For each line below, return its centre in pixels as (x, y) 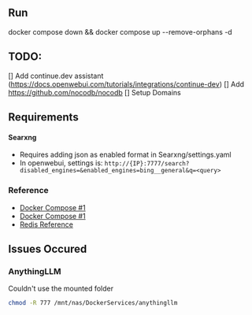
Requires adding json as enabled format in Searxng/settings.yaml (125, 155)
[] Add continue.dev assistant (56, 76)
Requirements (43, 117)
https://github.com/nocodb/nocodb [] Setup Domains (94, 92)
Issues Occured (48, 248)
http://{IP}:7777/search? (147, 164)
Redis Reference (46, 224)
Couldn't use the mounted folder (61, 289)
